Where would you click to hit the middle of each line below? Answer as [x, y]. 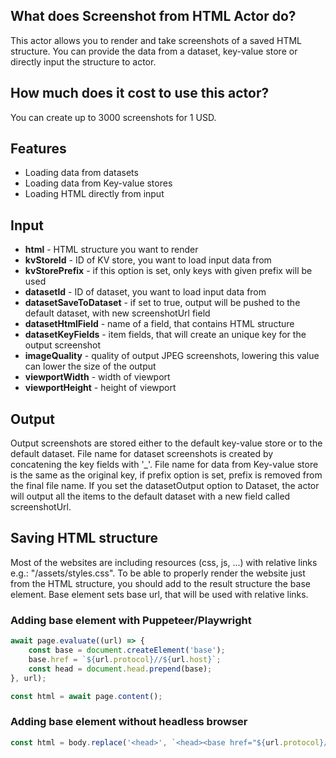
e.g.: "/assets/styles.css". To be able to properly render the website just [158, 573]
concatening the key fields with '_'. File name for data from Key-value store [164, 465]
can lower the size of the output [90, 366]
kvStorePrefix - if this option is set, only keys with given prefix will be [168, 271]
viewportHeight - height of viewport [100, 388]
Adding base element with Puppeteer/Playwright [131, 620]
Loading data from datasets [81, 173]
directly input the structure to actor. [83, 61]
